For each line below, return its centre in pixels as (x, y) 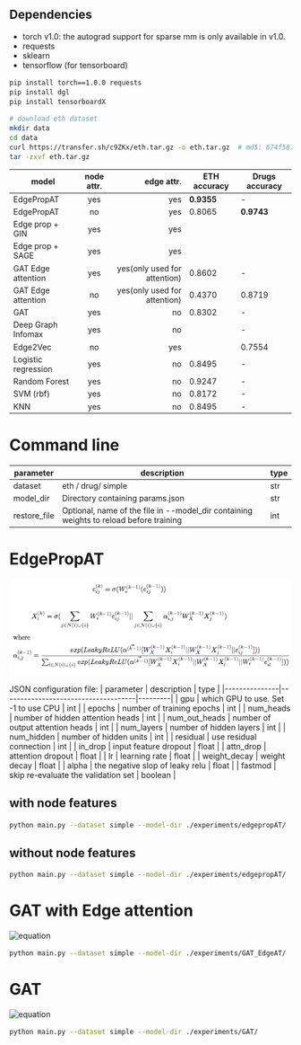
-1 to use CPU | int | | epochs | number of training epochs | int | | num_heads (150, 708)
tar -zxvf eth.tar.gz (50, 156)
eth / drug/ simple (95, 485)
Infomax (28, 334)
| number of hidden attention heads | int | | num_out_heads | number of (140, 717)
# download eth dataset (54, 119)
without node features (73, 853)
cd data (24, 138)
